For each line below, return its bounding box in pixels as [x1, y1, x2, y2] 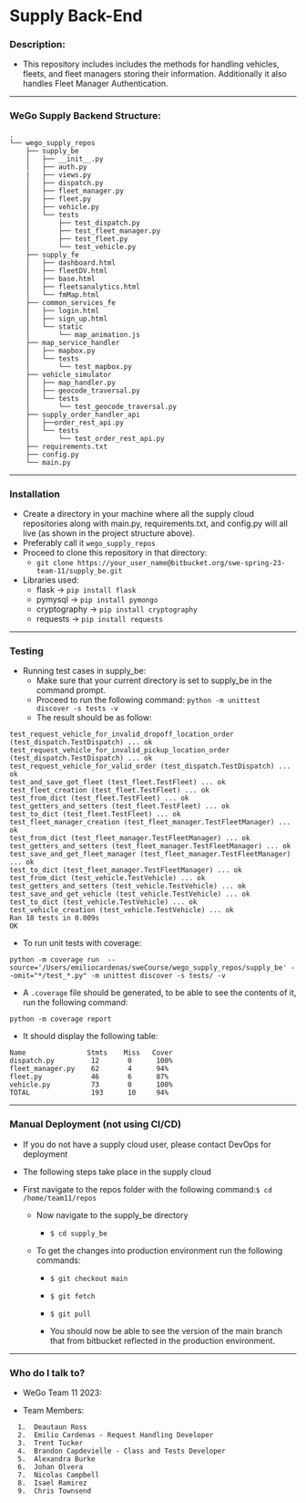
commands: [36, 1255, 81, 1266]
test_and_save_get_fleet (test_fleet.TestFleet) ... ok [9, 778, 226, 787]
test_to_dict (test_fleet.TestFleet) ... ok [9, 810, 181, 819]
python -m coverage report [9, 1014, 112, 1024]
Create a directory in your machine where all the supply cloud [22, 509, 255, 520]
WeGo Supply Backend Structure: [9, 110, 161, 122]
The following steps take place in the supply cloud [22, 1166, 212, 1177]
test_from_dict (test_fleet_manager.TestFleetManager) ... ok [9, 834, 250, 843]
